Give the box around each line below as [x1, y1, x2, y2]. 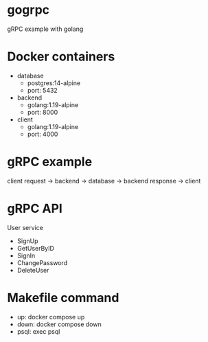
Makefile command [7, 290, 119, 306]
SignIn [16, 251, 36, 260]
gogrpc [7, 2, 50, 18]
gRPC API [7, 201, 63, 216]
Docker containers [7, 49, 115, 65]
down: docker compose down [16, 320, 102, 328]
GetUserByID [16, 244, 55, 252]
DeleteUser [16, 266, 49, 274]
